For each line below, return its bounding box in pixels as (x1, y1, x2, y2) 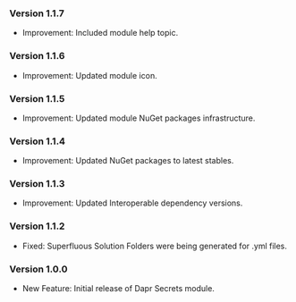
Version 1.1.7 (9, 7, 64, 20)
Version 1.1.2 (9, 220, 65, 232)
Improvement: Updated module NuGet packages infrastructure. (21, 113, 256, 123)
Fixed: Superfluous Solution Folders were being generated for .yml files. (21, 240, 288, 251)
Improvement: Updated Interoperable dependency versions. (21, 197, 243, 208)
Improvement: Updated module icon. (21, 70, 158, 80)
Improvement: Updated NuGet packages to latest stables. (21, 155, 234, 166)
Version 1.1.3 (9, 178, 65, 190)
